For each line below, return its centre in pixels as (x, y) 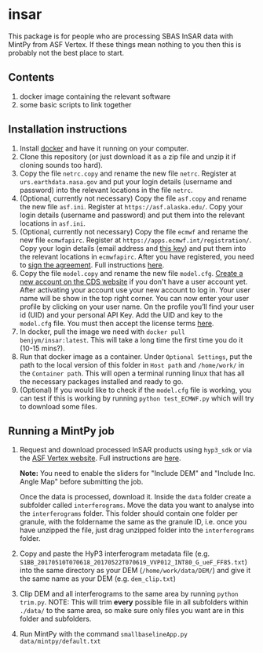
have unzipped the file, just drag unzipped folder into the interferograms (137, 530)
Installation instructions (68, 130)
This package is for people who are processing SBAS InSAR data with (121, 36)
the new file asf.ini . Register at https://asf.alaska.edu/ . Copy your (131, 206)
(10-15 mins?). (42, 348)
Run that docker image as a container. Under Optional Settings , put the (136, 356)
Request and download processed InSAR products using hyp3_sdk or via (136, 450)
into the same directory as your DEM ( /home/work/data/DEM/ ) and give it (135, 571)
